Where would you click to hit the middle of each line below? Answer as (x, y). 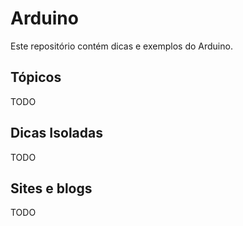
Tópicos (36, 77)
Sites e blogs (51, 188)
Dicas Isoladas (56, 133)
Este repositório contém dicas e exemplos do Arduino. (121, 46)
